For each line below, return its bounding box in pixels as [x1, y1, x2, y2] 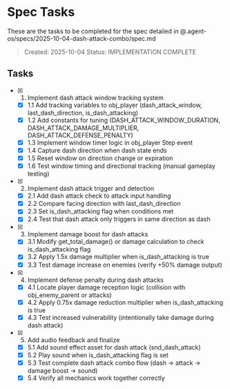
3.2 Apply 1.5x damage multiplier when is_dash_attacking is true [27, 253, 209, 261]
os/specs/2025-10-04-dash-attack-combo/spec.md [7, 34, 156, 42]
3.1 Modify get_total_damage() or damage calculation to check [27, 238, 204, 246]
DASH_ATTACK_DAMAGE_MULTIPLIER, [27, 124, 140, 132]
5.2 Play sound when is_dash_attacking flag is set [27, 350, 169, 359]
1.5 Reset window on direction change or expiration [27, 154, 173, 162]
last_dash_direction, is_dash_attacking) [27, 108, 139, 117]
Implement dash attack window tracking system [27, 93, 164, 102]
